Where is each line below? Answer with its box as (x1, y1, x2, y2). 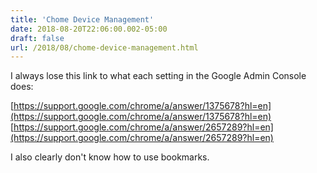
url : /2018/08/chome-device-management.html (10, 42, 199, 53)
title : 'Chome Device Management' (10, 14, 155, 25)
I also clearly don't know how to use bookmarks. (10, 151, 210, 163)
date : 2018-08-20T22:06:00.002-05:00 (10, 24, 168, 34)
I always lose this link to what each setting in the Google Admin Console (10, 70, 307, 82)
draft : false (10, 33, 65, 43)
